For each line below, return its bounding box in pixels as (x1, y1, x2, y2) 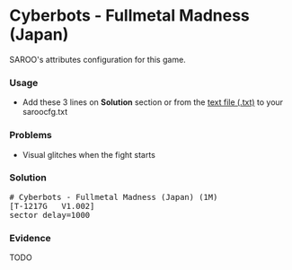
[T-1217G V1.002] (9, 201, 95, 211)
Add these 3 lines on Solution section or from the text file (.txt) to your (22, 97, 284, 108)
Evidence (9, 231, 51, 244)
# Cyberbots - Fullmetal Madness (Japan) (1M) (9, 192, 218, 202)
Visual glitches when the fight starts (22, 149, 155, 160)
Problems (9, 129, 52, 142)
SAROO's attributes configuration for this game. (9, 54, 186, 65)
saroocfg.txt (22, 107, 68, 118)
